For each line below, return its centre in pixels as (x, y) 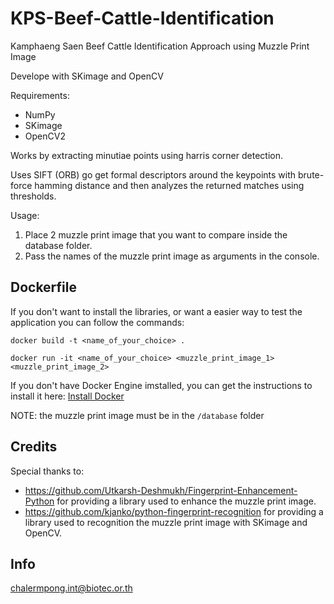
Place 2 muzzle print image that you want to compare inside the (156, 234)
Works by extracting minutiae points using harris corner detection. (146, 155)
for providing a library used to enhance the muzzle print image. (186, 501)
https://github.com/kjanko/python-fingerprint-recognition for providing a (174, 511)
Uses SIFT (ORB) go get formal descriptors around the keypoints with (153, 174)
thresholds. (33, 196)
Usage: (25, 215)
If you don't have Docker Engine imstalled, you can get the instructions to (161, 385)
